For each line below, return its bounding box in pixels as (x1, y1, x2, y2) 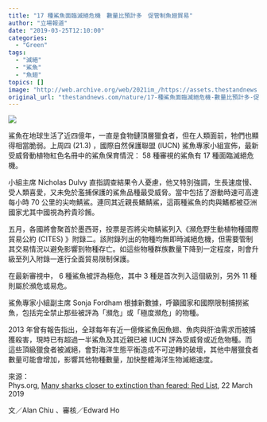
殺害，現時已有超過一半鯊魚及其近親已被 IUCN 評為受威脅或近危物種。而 (14, 335, 253, 345)
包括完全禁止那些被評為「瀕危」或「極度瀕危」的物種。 (21, 308, 203, 318)
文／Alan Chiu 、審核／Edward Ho (8, 405, 120, 415)
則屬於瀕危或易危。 (8, 281, 72, 291)
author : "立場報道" (8, 19, 68, 27)
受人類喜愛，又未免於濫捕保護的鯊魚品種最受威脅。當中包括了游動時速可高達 (8, 188, 259, 197)
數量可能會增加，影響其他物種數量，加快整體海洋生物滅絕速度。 (8, 355, 217, 365)
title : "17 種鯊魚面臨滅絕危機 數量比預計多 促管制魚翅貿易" (8, 11, 193, 20)
